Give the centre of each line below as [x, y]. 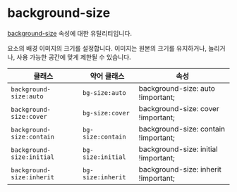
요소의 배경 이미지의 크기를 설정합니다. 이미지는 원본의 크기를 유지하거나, [107, 48]
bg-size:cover [106, 113]
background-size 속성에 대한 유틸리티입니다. [70, 33]
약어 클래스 [107, 76]
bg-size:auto [104, 92]
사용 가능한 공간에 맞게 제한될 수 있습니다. [74, 57]
